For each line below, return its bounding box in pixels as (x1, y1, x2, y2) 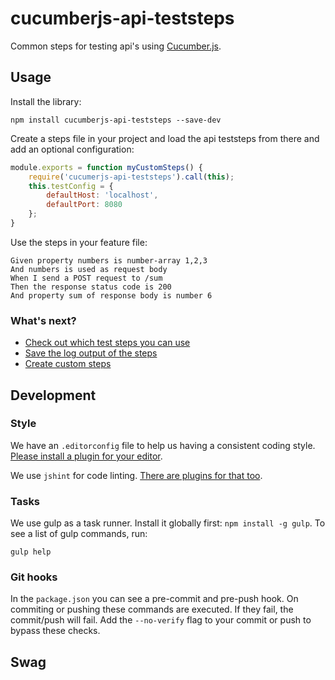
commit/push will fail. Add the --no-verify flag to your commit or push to (10, 614, 312, 626)
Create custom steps (24, 358, 112, 370)
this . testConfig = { (28, 181, 114, 191)
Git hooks (10, 570, 58, 584)
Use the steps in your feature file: (10, 236, 148, 248)
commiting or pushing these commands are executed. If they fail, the (10, 603, 294, 616)
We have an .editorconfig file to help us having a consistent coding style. (10, 439, 316, 451)
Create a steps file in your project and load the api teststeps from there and (10, 132, 320, 144)
